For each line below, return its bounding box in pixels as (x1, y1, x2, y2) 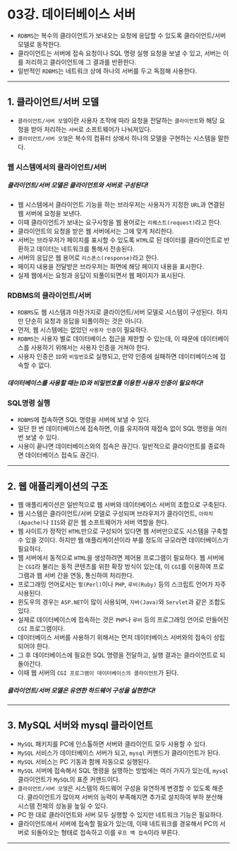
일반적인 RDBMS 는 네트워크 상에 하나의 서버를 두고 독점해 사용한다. (17, 67, 197, 75)
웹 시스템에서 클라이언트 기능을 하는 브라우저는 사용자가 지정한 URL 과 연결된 (17, 200, 225, 209)
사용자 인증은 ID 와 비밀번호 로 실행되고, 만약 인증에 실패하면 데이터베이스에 (17, 352, 219, 360)
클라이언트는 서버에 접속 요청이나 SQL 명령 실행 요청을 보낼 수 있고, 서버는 (17, 49, 222, 57)
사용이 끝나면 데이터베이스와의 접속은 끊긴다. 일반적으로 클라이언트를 (17, 442, 207, 450)
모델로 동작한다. (17, 40, 61, 48)
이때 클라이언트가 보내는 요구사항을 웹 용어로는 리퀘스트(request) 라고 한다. (17, 217, 222, 227)
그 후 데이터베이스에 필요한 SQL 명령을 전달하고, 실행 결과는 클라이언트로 (17, 651, 219, 659)
